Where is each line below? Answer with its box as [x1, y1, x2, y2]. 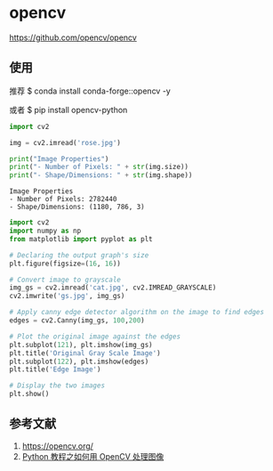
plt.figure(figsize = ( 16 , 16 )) [9, 259, 122, 268]
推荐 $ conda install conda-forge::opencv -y [9, 85, 171, 96]
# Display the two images [9, 381, 105, 390]
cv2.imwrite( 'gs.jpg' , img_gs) [9, 292, 125, 301]
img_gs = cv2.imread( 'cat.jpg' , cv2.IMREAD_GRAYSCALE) [9, 283, 217, 292]
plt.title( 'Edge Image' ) [9, 365, 101, 374]
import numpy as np [9, 226, 82, 235]
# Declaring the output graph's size [9, 250, 149, 260]
